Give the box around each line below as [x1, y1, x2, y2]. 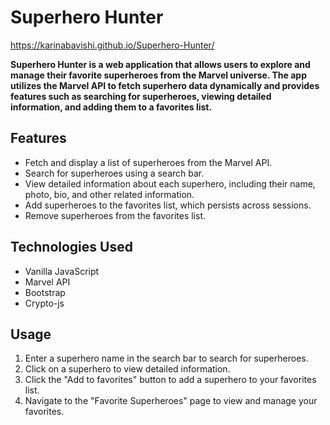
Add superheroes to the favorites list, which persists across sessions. [24, 199, 312, 211]
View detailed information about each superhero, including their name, [24, 177, 316, 190]
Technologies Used [10, 239, 133, 256]
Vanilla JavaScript [24, 265, 100, 277]
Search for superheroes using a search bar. [24, 167, 205, 179]
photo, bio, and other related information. [24, 188, 195, 200]
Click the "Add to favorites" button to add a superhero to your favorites [24, 374, 317, 386]
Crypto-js [24, 297, 65, 309]
